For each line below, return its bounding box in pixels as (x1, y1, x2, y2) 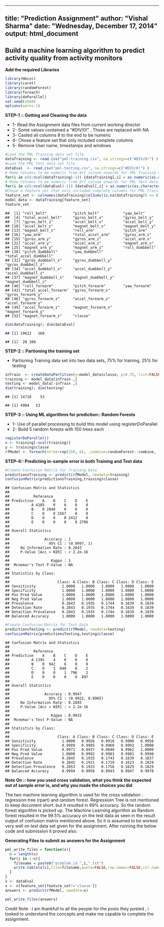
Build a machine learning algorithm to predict (5, 46, 145, 54)
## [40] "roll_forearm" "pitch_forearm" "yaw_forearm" (5, 283, 152, 288)
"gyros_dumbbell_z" (5, 262, 45, 267)
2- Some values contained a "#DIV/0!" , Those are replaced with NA (12, 127, 149, 133)
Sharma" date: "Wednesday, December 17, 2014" (5, 22, 158, 30)
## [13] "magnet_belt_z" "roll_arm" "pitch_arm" (5, 228, 147, 233)
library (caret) (5, 81, 36, 86)
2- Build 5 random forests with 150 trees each (12, 426, 104, 432)
